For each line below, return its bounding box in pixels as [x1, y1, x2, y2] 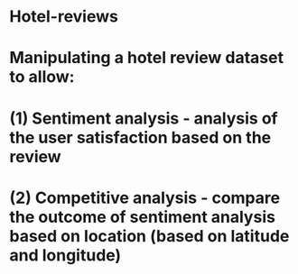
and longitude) [9, 245, 122, 265]
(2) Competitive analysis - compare [9, 187, 281, 208]
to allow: [9, 67, 75, 87]
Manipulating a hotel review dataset [9, 48, 284, 68]
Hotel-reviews [9, 6, 119, 27]
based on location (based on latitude [9, 225, 290, 246]
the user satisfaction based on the [9, 127, 272, 148]
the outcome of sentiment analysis [9, 206, 275, 227]
